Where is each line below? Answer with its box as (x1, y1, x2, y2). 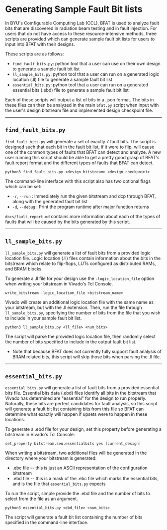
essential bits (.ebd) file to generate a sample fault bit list (12, 87, 129, 93)
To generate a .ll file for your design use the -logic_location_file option (5, 275, 155, 281)
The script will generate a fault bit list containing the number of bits (5, 514, 143, 520)
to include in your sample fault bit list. (5, 315, 82, 321)
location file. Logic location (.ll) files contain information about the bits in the (5, 255, 161, 261)
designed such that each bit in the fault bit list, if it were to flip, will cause (5, 144, 155, 150)
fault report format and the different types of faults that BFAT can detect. (5, 160, 154, 166)
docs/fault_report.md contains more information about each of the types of (5, 213, 161, 219)
